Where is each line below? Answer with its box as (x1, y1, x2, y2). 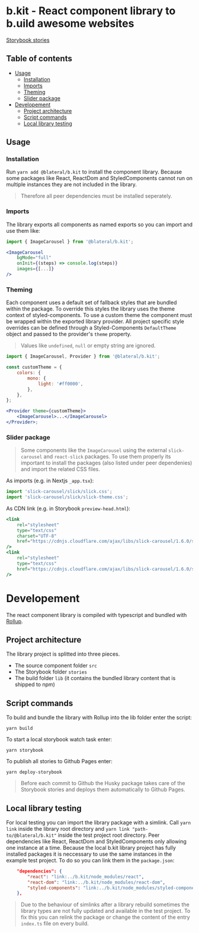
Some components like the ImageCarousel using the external (20, 447, 168, 454)
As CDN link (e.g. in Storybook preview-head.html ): (6, 505, 130, 512)
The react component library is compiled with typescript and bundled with (6, 611, 187, 618)
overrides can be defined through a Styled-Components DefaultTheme (6, 324, 176, 331)
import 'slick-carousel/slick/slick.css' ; (6, 489, 113, 495)
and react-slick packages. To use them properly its (43, 453, 171, 460)
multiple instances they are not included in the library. (6, 181, 137, 188)
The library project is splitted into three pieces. (6, 650, 120, 657)
